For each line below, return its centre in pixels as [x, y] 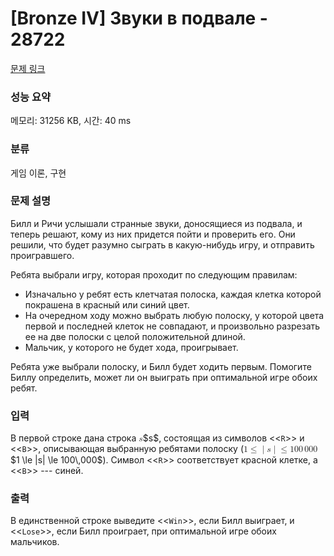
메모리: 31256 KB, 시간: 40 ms [71, 121]
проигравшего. [42, 255]
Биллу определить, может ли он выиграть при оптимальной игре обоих [164, 377]
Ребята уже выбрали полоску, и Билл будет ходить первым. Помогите [161, 366]
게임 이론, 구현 [38, 173]
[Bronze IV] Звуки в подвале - [139, 18]
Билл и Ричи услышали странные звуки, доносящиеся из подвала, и [156, 223]
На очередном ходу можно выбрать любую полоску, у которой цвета [174, 315]
